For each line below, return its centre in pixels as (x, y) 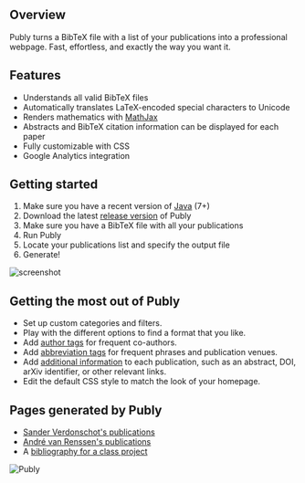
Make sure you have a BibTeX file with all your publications (133, 226)
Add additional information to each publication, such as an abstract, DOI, (159, 362)
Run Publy (42, 236)
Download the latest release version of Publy (107, 216)
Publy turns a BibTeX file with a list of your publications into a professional (148, 37)
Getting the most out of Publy (95, 301)
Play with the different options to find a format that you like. (134, 333)
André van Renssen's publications (87, 442)
